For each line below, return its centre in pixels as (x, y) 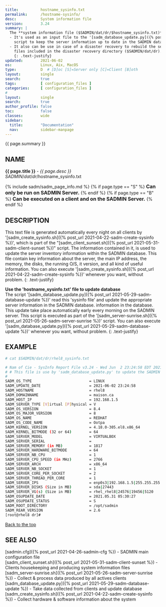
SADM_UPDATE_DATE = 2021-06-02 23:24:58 (70, 386)
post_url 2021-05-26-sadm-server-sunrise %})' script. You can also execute (83, 321)
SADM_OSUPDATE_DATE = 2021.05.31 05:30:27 (70, 496)
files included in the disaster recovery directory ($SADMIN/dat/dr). (88, 51)
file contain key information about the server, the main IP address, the (76, 259)
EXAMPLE (21, 347)
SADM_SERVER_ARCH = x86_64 (56, 464)
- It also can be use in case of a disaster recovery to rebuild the (83, 47)
